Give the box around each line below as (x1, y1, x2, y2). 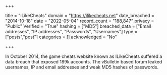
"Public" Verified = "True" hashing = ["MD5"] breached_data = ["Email (5, 23, 151, 29)
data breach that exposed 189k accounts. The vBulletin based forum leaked (5, 59, 162, 64)
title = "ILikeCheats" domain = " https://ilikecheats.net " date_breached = (5, 13, 155, 18)
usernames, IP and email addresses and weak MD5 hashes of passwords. (5, 64, 159, 70)
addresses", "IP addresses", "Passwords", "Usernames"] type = (5, 29, 138, 34)
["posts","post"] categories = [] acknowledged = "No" (5, 34, 118, 40)
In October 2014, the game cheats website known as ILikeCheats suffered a (5, 53, 162, 59)
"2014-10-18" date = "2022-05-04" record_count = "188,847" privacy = (5, 18, 154, 24)
